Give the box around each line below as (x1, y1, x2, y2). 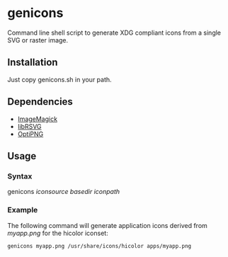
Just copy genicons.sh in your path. (7, 75, 112, 84)
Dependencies (7, 96, 73, 108)
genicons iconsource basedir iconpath (7, 188, 120, 196)
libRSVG (17, 122, 42, 130)
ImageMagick (17, 115, 58, 123)
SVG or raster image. (7, 35, 69, 44)
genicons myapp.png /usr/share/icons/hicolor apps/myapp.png (7, 242, 192, 249)
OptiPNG (17, 130, 44, 138)
